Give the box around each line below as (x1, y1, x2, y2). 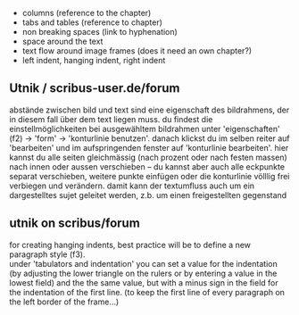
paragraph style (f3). (9, 249, 86, 260)
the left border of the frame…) (9, 296, 120, 307)
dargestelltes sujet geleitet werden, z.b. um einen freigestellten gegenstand (9, 189, 287, 200)
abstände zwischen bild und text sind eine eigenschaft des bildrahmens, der (9, 104, 290, 115)
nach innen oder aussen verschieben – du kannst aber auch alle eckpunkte (9, 161, 286, 172)
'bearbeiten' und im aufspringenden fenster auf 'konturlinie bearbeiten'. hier (9, 142, 289, 153)
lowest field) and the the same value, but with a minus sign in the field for (9, 277, 278, 288)
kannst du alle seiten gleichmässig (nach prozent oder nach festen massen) (9, 152, 287, 162)
